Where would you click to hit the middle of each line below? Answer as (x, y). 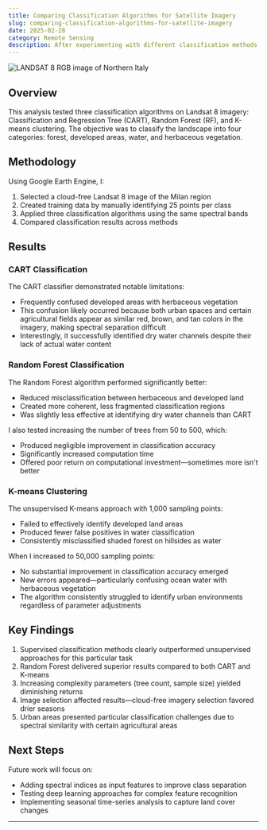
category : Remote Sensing (51, 38)
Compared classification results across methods (99, 222)
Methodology (43, 162)
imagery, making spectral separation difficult (93, 327)
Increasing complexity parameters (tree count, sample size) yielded (130, 683)
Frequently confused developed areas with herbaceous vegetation (129, 302)
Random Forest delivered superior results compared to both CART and (135, 666)
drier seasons (42, 708)
